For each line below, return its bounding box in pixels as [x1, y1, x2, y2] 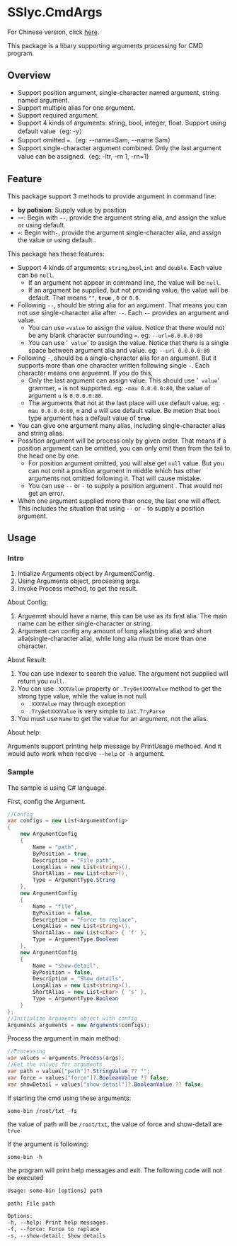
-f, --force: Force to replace [7, 1226, 100, 1233]
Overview [7, 69, 52, 81]
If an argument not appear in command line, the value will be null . [28, 278, 221, 287]
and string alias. [17, 429, 64, 437]
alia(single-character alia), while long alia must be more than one [17, 635, 207, 643]
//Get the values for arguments [7, 1061, 103, 1068]
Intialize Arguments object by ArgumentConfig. [17, 570, 155, 578]
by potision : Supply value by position [17, 205, 127, 214]
